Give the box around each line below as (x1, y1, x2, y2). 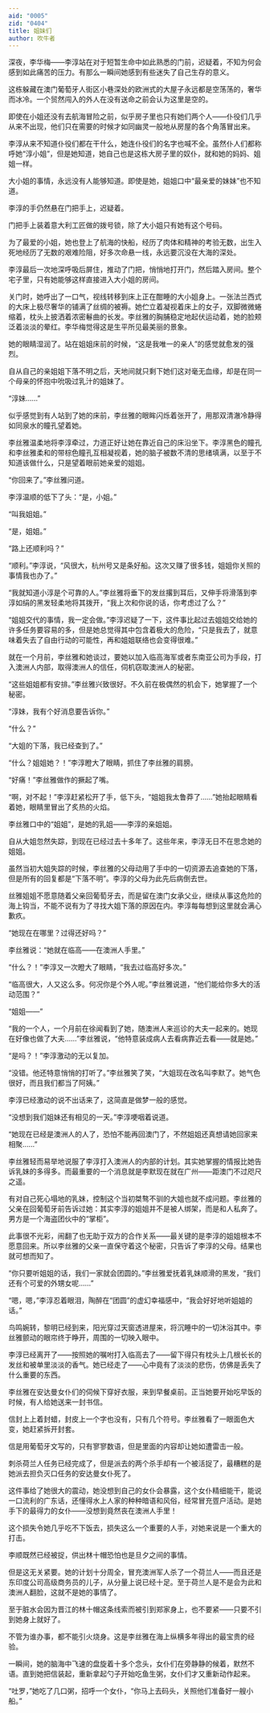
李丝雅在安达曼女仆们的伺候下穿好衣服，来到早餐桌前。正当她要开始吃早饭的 (8, 1387, 262, 1397)
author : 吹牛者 (8, 34, 55, 43)
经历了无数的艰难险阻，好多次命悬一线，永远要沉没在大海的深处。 (22, 247, 241, 258)
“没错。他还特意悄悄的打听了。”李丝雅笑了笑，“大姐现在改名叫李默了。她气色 (8, 1068, 261, 1078)
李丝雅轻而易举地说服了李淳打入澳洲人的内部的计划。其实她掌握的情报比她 (8, 1156, 255, 1166)
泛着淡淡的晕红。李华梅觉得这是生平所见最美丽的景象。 (8, 322, 191, 332)
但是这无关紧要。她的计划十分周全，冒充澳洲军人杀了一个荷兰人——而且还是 (8, 1567, 262, 1577)
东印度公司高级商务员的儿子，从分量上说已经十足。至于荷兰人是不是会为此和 (8, 1578, 262, 1587)
